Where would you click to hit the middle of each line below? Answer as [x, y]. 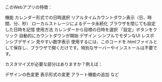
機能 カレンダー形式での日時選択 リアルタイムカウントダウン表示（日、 [76, 17]
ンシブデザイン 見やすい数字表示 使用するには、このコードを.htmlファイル [79, 42]
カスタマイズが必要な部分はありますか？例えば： [54, 64]
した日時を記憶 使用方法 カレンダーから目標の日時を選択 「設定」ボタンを [79, 30]
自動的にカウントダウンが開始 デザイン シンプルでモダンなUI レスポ [86, 36]
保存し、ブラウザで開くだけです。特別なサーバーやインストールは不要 [83, 48]
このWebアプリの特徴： [29, 7]
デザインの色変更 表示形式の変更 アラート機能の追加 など [62, 74]
